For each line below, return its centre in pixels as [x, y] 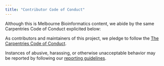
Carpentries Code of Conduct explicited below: [53, 29]
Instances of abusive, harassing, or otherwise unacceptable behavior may [80, 53]
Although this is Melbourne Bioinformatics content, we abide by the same [80, 23]
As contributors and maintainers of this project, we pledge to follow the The [82, 38]
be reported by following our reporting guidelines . [56, 58]
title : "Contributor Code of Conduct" [45, 10]
